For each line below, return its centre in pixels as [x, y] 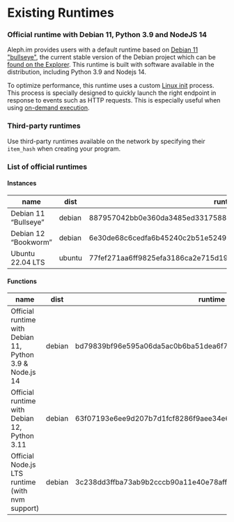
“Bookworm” [31, 242]
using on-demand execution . [48, 108]
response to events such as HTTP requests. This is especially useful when [114, 100]
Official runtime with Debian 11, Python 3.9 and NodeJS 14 [107, 35]
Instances [22, 184]
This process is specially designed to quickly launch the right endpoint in [112, 93]
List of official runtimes [47, 167]
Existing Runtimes [61, 13]
